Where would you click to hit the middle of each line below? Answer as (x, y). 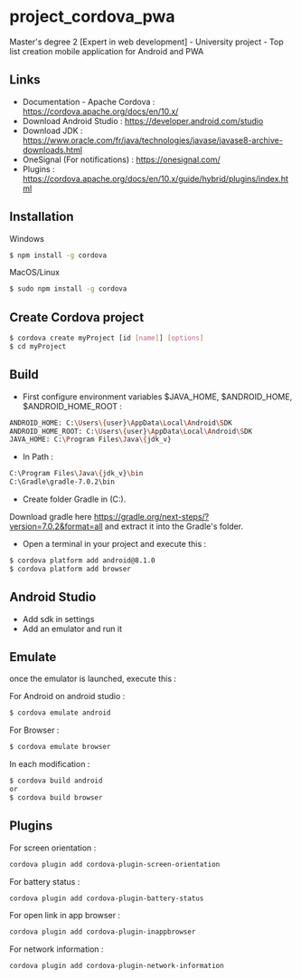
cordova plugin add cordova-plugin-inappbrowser (103, 932)
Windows (27, 238)
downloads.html (52, 149)
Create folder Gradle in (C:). (74, 499)
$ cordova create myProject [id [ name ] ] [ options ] (107, 338)
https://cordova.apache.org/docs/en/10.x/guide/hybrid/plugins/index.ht (155, 178)
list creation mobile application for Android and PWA (107, 51)
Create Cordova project (77, 317)
